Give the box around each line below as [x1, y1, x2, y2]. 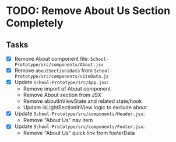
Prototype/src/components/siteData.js [14, 74, 109, 79]
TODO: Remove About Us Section [6, 4, 171, 18]
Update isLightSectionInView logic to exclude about [23, 104, 147, 111]
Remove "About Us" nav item [23, 117, 93, 124]
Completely [6, 16, 64, 30]
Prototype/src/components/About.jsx [14, 62, 104, 68]
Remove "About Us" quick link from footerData [23, 130, 135, 137]
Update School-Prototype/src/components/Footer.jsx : [14, 123, 145, 130]
